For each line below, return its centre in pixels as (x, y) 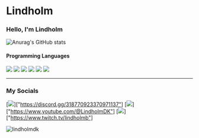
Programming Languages (38, 56)
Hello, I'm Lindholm (35, 30)
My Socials (23, 91)
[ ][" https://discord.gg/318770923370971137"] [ (66, 104)
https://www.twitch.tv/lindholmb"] (52, 117)
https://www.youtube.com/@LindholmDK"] (63, 111)
